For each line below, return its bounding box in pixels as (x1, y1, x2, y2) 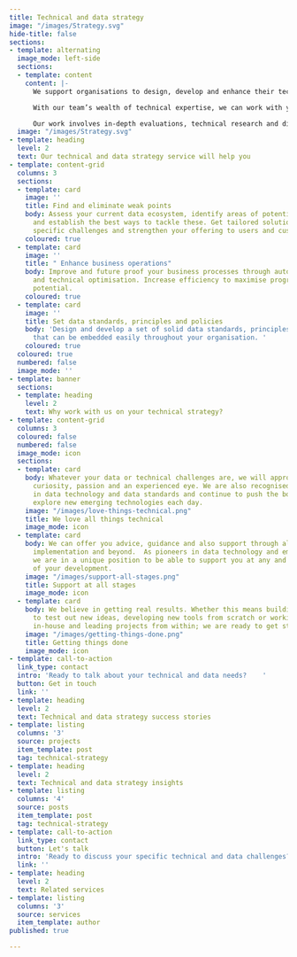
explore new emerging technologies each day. (32, 498, 203, 507)
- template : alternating (9, 46, 101, 55)
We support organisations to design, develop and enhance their (32, 87, 275, 96)
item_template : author (17, 918, 101, 927)
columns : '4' (17, 795, 65, 804)
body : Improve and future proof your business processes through (25, 268, 271, 276)
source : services (17, 910, 81, 919)
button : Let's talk (17, 844, 89, 853)
